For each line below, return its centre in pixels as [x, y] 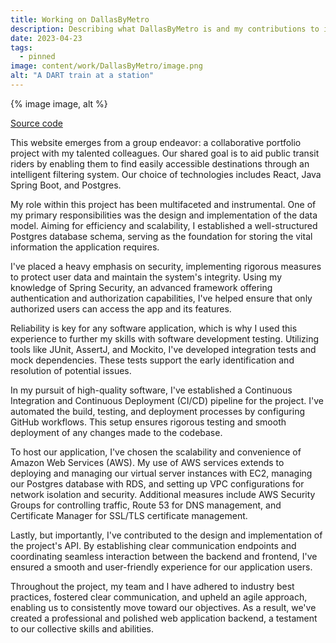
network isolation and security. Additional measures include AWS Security [163, 494]
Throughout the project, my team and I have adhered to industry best [152, 586]
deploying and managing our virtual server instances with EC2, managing [161, 473]
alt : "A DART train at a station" [82, 76]
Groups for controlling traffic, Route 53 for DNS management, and [146, 505]
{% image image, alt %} [59, 103]
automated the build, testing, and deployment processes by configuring [157, 411]
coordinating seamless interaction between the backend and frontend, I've [164, 556]
